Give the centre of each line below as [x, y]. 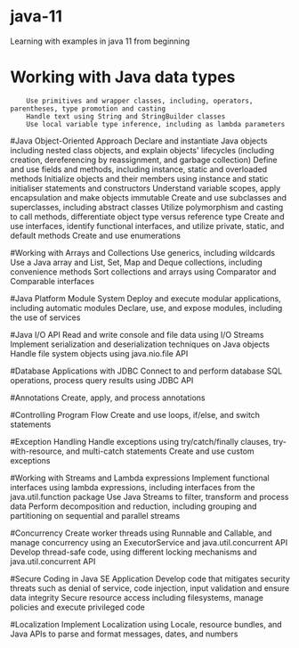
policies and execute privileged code [77, 607]
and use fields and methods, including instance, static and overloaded [139, 169]
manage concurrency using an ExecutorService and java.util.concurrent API [149, 542]
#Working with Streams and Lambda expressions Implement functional [140, 478]
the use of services [45, 317]
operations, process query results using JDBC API [102, 380]
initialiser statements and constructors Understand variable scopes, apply [145, 188]
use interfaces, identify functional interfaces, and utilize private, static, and [147, 226]
